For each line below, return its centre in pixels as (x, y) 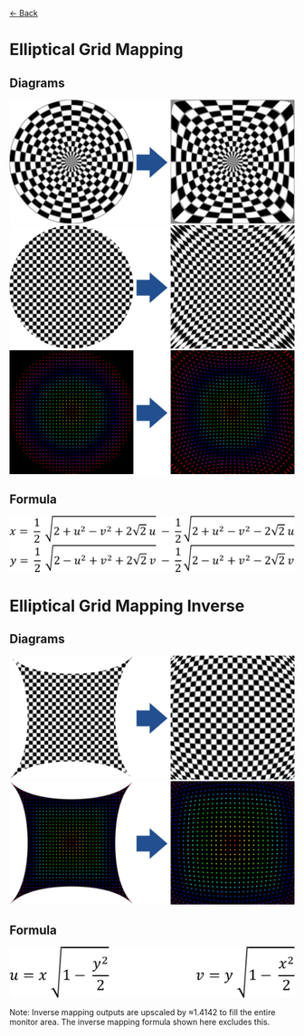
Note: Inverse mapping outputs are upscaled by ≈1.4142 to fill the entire (142, 1012)
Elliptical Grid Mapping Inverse (127, 606)
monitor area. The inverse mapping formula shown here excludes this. (140, 1022)
